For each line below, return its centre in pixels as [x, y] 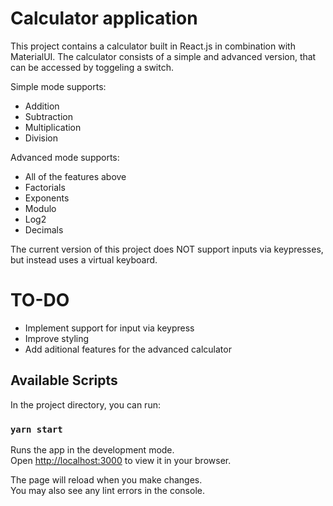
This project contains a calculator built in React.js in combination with [153, 46]
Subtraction [48, 116]
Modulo [40, 208]
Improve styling [57, 338]
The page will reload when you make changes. [106, 479]
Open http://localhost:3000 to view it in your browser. [121, 460]
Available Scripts [64, 380]
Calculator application [104, 18]
